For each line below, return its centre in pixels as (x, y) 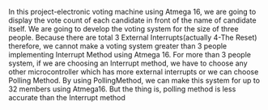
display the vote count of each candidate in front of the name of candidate (132, 20)
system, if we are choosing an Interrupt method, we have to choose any (128, 63)
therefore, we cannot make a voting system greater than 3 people (118, 46)
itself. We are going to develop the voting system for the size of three (123, 29)
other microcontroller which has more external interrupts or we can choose (134, 72)
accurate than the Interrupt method (67, 97)
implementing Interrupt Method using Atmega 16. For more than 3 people (130, 55)
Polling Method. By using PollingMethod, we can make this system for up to (134, 80)
